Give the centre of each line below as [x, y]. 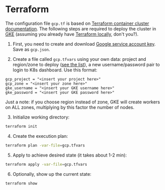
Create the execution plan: [40, 136]
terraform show [21, 183]
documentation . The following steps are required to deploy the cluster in [81, 28]
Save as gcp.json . [31, 49]
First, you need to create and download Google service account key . [84, 44]
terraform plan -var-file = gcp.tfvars [45, 145]
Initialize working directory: [41, 117]
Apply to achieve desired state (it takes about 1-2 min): [70, 155]
